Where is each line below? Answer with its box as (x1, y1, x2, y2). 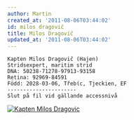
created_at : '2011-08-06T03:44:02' (7, 17, 112, 24)
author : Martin (7, 10, 52, 18)
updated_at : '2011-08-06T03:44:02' (7, 36, 112, 44)
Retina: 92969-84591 (7, 74, 68, 81)
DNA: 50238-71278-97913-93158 (7, 68, 96, 75)
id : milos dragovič (7, 23, 65, 30)
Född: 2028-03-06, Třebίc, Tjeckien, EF (7, 80, 128, 88)
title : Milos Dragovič (7, 29, 74, 37)
